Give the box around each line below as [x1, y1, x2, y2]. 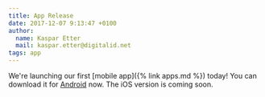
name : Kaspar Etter [15, 34, 81, 42]
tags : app [8, 49, 42, 57]
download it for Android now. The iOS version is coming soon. [8, 79, 213, 89]
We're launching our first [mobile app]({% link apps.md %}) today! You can [8, 71, 258, 80]
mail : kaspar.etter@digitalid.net [15, 42, 131, 50]
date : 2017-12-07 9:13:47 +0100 [8, 19, 117, 27]
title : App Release [8, 11, 74, 20]
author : [8, 26, 35, 34]
